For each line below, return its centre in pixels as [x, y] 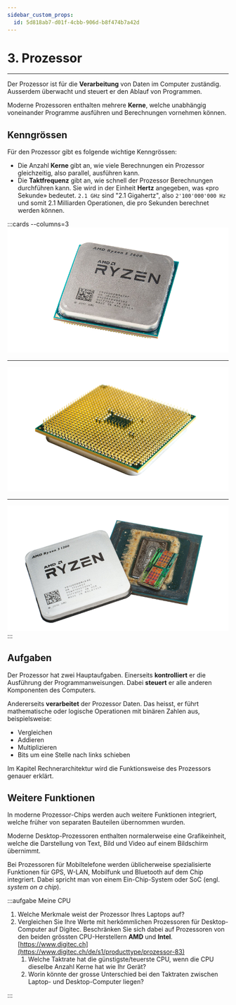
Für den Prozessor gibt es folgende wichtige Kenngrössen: [92, 152]
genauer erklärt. [31, 776]
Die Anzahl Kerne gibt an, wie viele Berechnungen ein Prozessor [111, 166]
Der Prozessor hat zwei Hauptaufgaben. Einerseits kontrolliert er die [106, 675]
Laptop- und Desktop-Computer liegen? [86, 982]
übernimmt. [24, 851]
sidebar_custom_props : [40, 15]
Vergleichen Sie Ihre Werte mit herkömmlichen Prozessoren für [109, 922]
